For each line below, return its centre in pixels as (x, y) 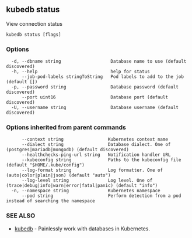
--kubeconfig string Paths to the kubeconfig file (101, 160)
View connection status (34, 23)
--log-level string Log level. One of (87, 181)
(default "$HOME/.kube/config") (45, 165)
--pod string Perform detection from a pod (101, 196)
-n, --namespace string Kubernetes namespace (86, 191)
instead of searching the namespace (50, 201)
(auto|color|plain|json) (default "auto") (58, 175)
